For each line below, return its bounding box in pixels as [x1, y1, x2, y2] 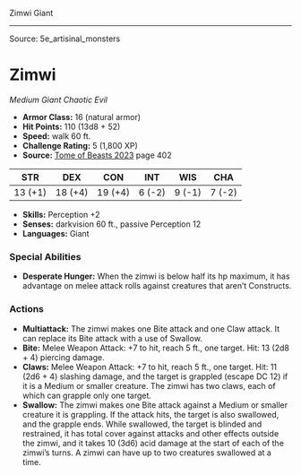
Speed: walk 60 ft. [21, 130, 91, 142]
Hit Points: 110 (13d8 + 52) [21, 121, 121, 132]
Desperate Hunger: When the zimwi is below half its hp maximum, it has [21, 271, 290, 281]
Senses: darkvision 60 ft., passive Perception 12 [21, 219, 202, 229]
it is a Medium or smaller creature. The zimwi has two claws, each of [21, 380, 276, 391]
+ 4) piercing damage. [21, 351, 105, 362]
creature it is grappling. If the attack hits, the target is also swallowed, [21, 409, 279, 419]
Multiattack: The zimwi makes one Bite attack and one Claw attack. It [21, 323, 280, 334]
